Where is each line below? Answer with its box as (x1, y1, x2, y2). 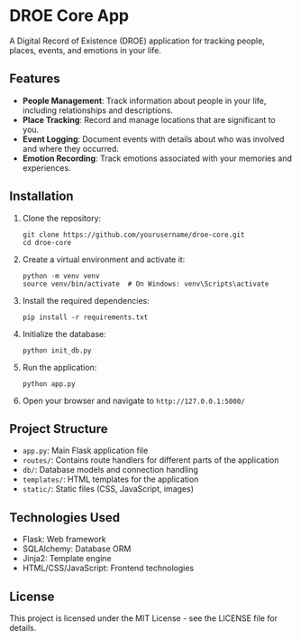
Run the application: (22, 362, 97, 372)
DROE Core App (9, 5, 129, 26)
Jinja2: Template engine (22, 553, 112, 564)
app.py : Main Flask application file (22, 445, 149, 456)
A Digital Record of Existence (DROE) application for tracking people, (9, 35, 266, 46)
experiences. (22, 162, 71, 173)
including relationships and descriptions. (22, 105, 174, 116)
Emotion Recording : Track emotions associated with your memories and (22, 153, 293, 164)
